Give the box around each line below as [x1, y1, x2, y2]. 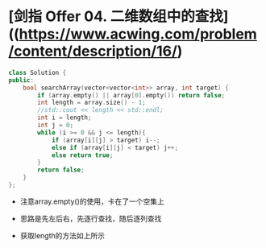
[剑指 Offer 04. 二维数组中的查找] [8, 7, 229, 26]
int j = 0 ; [37, 122, 74, 130]
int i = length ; [37, 114, 92, 122]
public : [8, 76, 35, 85]
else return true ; [51, 151, 114, 159]
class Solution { [8, 68, 67, 76]
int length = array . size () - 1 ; [37, 98, 147, 107]
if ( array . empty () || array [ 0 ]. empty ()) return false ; [37, 91, 226, 99]
